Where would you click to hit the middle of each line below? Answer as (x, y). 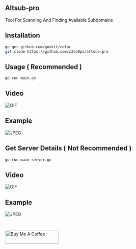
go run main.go (21, 78)
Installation (23, 36)
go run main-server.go (28, 160)
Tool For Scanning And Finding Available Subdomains (59, 20)
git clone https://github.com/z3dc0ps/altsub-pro (57, 51)
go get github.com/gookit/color (38, 47)
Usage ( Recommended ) (44, 67)
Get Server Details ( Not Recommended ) (68, 148)
